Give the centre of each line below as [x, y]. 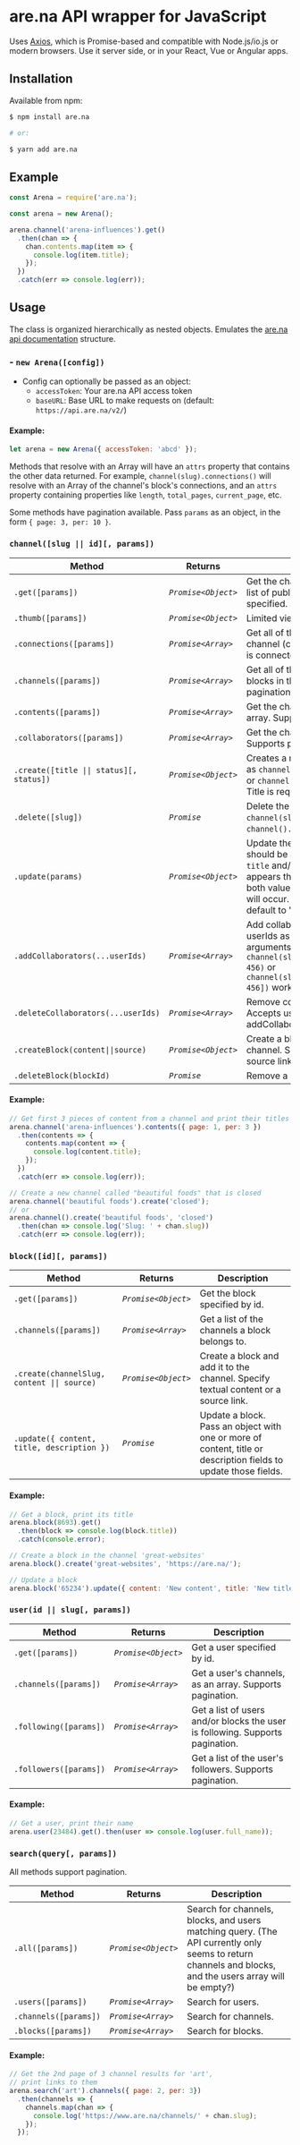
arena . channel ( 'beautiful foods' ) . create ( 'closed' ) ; [109, 1201]
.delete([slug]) [48, 817]
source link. [224, 1400]
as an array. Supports [237, 1684]
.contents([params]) [57, 712]
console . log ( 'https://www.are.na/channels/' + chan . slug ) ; [145, 2115]
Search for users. [223, 2002]
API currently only [224, 1943]
